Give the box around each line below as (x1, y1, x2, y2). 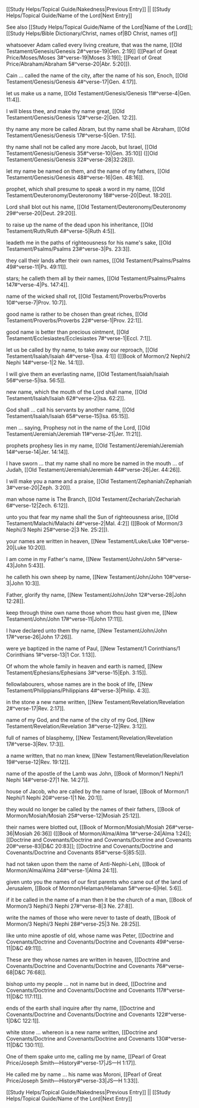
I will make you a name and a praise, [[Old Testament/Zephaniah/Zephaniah (6, 478, 192, 485)
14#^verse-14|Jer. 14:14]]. (6, 449, 70, 455)
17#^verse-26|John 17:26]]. (6, 633, 73, 640)
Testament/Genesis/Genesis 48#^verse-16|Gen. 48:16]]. (6, 174, 145, 181)
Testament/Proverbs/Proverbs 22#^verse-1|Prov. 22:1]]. (6, 317, 143, 324)
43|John (6, 562, 27, 569)
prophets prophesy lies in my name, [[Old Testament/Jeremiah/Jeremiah (6, 442, 184, 449)
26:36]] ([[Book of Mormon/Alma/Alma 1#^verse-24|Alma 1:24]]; (33, 830, 192, 837)
